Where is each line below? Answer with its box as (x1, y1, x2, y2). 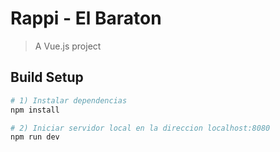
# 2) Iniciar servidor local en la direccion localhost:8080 (10, 123, 271, 133)
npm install (10, 105, 60, 115)
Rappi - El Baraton (10, 7, 162, 30)
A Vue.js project (34, 40, 102, 52)
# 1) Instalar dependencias (10, 95, 128, 106)
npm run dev (10, 132, 60, 142)
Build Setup (10, 69, 84, 86)
